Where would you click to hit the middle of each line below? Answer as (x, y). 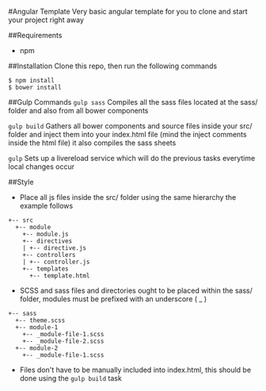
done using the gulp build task (71, 378)
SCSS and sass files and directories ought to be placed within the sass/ (136, 290)
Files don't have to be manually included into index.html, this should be (135, 370)
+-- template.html (59, 276)
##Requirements (35, 35)
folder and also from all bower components (78, 111)
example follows (46, 206)
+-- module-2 (37, 348)
